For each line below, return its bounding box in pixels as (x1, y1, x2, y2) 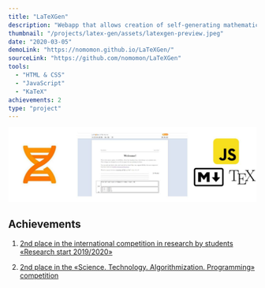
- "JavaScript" (15, 79, 65, 87)
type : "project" (8, 104, 62, 112)
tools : (8, 63, 30, 71)
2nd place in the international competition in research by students (19, 238, 234, 248)
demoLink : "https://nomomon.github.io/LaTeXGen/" (8, 46, 175, 54)
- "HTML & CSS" (15, 71, 65, 79)
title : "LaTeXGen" (8, 13, 69, 21)
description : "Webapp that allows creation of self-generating (8, 21, 221, 29)
